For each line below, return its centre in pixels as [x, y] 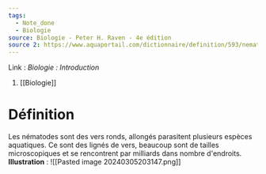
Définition [42, 115]
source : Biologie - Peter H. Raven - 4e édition [90, 38]
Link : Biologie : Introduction [54, 67]
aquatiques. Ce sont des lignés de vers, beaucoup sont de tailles [114, 145]
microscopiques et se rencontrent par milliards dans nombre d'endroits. [125, 153]
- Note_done [35, 23]
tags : [17, 15]
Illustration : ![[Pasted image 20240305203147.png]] [95, 162]
